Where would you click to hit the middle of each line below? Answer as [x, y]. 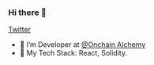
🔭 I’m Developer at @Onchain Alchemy [83, 45]
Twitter [20, 30]
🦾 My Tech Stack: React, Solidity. [73, 53]
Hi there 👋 [28, 13]
